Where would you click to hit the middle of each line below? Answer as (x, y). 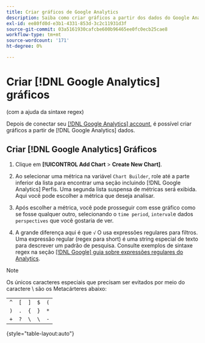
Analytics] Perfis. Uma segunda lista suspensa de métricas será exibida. (106, 189)
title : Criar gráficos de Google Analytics (63, 12)
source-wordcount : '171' (38, 40)
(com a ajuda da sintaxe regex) (45, 111)
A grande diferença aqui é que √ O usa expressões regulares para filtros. (106, 232)
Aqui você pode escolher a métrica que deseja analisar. (85, 195)
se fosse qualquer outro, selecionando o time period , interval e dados (104, 214)
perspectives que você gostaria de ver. (64, 221)
